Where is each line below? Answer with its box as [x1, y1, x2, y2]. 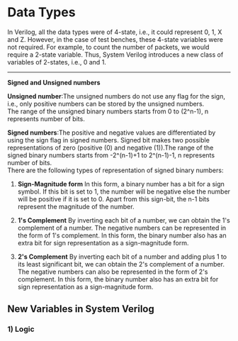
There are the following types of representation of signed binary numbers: [7, 166, 224, 174]
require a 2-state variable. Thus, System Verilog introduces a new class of [7, 50, 224, 59]
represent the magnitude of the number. [17, 202, 135, 211]
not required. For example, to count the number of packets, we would [7, 43, 210, 51]
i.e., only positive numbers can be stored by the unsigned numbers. [7, 99, 205, 108]
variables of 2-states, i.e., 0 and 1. [7, 57, 106, 66]
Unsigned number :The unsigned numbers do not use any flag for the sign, [7, 91, 225, 100]
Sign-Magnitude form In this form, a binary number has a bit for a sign [17, 179, 225, 188]
